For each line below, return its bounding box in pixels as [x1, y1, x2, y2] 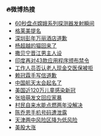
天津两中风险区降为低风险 [14, 116, 78, 124]
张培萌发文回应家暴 [14, 94, 62, 102]
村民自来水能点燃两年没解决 [14, 102, 83, 109]
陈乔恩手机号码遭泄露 [14, 109, 67, 116]
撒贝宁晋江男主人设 [14, 49, 62, 57]
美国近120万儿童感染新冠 [14, 87, 76, 94]
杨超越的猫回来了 [14, 42, 57, 49]
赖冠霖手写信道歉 [14, 72, 57, 79]
